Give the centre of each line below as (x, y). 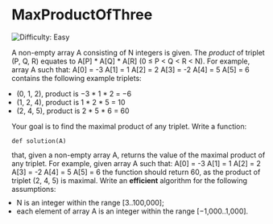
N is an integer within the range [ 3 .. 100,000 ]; (90, 202)
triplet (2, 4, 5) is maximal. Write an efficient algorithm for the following (129, 180)
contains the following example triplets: (77, 78)
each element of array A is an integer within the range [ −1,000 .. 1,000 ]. (132, 211)
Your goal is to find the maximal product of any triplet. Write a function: (129, 126)
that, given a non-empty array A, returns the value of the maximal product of (139, 155)
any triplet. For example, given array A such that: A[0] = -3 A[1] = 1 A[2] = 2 (136, 163)
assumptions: (34, 189)
